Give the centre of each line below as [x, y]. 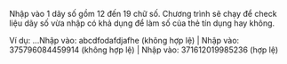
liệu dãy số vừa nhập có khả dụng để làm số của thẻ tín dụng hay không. [142, 23]
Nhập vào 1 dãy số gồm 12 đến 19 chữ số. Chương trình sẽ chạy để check [143, 14]
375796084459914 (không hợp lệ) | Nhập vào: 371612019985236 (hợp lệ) [144, 50]
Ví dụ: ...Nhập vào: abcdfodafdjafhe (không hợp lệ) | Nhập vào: [124, 40]
